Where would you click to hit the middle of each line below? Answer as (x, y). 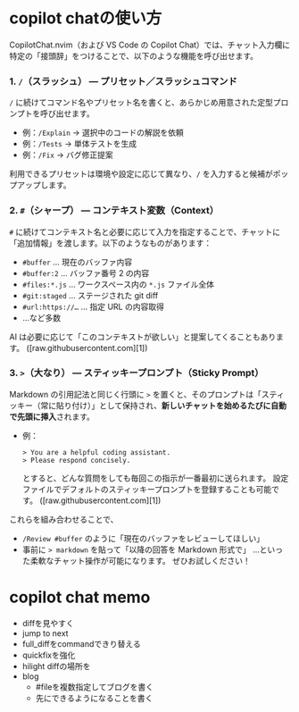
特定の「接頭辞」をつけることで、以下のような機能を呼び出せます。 (134, 55)
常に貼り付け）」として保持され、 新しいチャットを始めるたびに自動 (163, 405)
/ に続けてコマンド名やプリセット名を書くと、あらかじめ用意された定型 (141, 103)
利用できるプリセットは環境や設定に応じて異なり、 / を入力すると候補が (141, 174)
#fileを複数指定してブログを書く (95, 687)
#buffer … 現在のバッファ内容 (77, 262)
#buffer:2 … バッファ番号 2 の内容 (86, 272)
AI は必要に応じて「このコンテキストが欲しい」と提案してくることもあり (143, 337)
